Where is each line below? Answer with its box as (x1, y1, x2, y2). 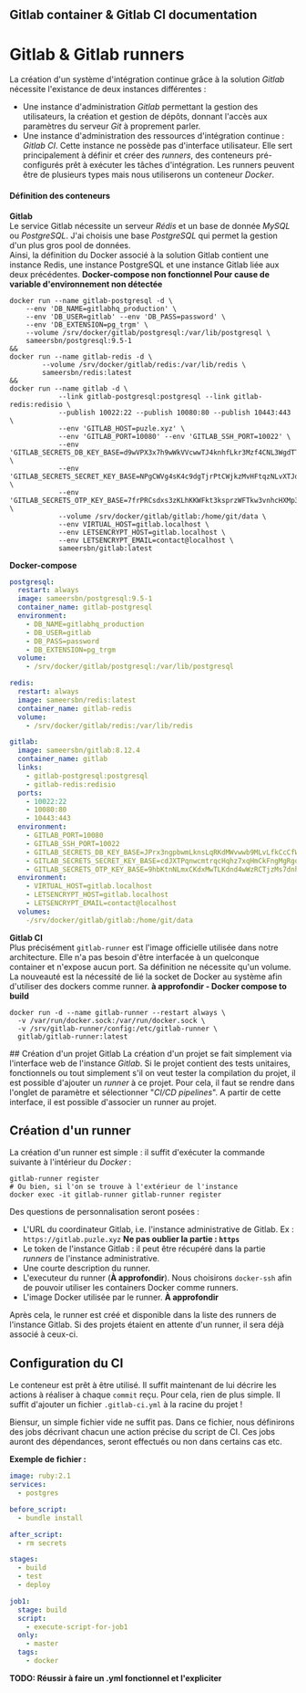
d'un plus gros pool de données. (9, 239, 131, 250)
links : (17, 763, 43, 772)
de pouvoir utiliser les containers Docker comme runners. (22, 1282, 239, 1293)
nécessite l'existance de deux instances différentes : (9, 84, 207, 95)
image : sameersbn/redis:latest (17, 695, 137, 705)
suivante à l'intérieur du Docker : (9, 1156, 132, 1167)
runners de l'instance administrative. (22, 1253, 160, 1264)
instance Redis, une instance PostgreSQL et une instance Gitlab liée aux (9, 259, 280, 270)
